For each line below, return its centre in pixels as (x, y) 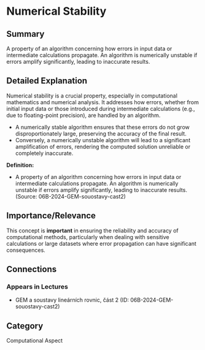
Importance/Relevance (51, 216)
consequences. (26, 250)
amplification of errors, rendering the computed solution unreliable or (103, 146)
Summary (25, 34)
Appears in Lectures (37, 286)
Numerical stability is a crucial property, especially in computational (92, 96)
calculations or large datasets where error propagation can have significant (101, 243)
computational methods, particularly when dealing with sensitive (88, 237)
